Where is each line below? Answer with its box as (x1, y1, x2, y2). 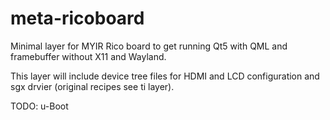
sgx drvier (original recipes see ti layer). (10, 80, 175, 92)
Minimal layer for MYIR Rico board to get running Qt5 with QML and (10, 40, 288, 52)
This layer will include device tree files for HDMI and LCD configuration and (10, 70, 320, 82)
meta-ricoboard (10, 7, 145, 30)
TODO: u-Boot (10, 100, 69, 112)
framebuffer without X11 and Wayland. (10, 50, 167, 62)
